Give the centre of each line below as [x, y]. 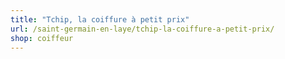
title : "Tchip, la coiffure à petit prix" [100, 19]
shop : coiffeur [42, 38]
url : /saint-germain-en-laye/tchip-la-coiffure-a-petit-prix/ [142, 29]
